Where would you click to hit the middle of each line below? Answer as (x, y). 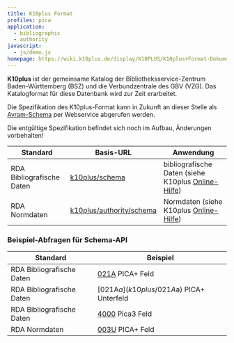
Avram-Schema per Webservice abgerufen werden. (81, 114)
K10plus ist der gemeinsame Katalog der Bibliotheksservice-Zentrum (107, 79)
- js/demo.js (32, 53)
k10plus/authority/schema (113, 210)
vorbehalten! (25, 135)
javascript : (24, 46)
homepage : (22, 59)
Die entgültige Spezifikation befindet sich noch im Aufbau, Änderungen (109, 128)
